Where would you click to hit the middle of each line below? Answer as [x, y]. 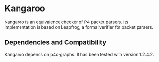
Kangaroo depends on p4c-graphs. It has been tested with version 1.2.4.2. [79, 54]
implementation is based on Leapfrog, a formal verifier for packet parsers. [79, 27]
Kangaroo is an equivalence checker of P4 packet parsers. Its [67, 22]
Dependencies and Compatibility [56, 43]
